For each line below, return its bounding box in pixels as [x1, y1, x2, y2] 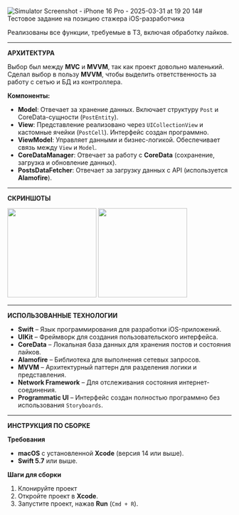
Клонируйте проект [17, 484, 78, 492]
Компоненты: [7, 91, 51, 100]
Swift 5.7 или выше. [17, 457, 78, 465]
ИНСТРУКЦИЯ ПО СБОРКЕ [7, 422, 91, 429]
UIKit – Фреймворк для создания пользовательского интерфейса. [17, 332, 218, 341]
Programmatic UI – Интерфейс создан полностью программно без [17, 393, 221, 402]
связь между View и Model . [17, 143, 97, 151]
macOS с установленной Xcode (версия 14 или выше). [17, 449, 184, 457]
